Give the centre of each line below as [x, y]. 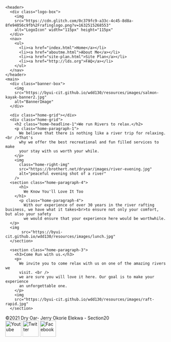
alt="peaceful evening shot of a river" [62, 174]
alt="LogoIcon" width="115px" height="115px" [64, 30]
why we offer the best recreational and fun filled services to [89, 142]
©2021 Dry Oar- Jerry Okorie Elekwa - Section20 [57, 318]
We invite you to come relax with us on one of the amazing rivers [92, 263]
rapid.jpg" [17, 304]
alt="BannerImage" [34, 102]
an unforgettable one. [43, 286]
